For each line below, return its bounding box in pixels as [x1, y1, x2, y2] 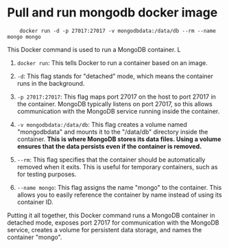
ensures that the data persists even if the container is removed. [16, 142, 202, 150]
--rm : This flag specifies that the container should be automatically [16, 156, 206, 164]
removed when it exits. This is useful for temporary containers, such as [16, 162, 218, 171]
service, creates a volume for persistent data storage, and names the [7, 225, 202, 234]
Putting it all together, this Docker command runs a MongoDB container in [7, 211, 215, 219]
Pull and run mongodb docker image [7, 5, 218, 21]
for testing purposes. [16, 170, 77, 178]
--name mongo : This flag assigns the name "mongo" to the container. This [16, 183, 222, 191]
